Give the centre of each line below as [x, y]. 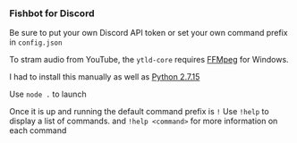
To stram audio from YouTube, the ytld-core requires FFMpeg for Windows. [149, 60]
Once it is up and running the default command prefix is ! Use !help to [140, 112]
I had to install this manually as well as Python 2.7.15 [105, 77]
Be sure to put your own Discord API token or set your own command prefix [148, 33]
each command [38, 130]
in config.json [36, 42]
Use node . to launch [48, 94]
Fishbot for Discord [52, 13]
